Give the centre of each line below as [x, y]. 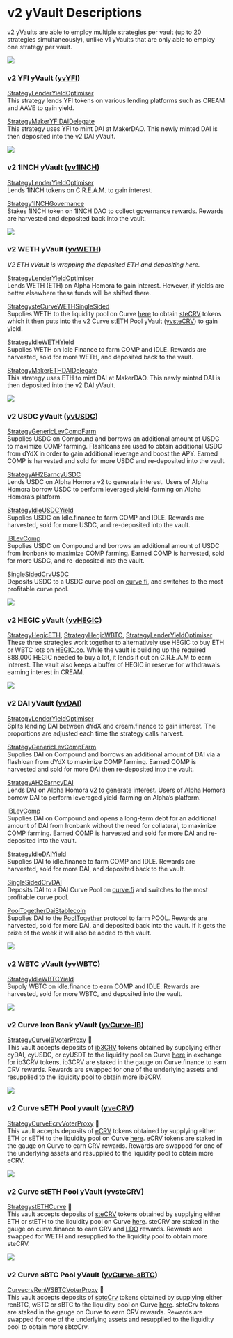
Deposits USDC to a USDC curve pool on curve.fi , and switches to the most [115, 582]
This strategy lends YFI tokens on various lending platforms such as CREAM [116, 101]
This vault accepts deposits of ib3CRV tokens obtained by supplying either [114, 1048]
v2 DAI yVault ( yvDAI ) [45, 703]
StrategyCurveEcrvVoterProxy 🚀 [53, 1123]
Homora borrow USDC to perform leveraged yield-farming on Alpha [104, 490]
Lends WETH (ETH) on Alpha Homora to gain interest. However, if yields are [116, 285]
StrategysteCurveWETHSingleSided [58, 306]
